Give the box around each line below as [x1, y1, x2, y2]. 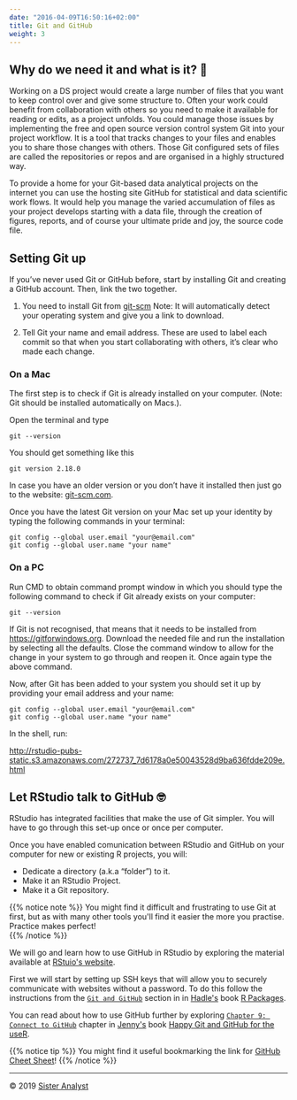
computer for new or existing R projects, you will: [9, 849, 188, 859]
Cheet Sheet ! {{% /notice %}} [9, 1055, 118, 1066]
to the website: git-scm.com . [9, 489, 114, 500]
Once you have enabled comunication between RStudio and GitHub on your [9, 840, 285, 850]
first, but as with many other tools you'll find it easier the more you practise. [9, 912, 285, 922]
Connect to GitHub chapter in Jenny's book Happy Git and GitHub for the [9, 1019, 275, 1030]
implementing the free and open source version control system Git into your [9, 123, 286, 134]
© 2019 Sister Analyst [9, 1081, 89, 1091]
